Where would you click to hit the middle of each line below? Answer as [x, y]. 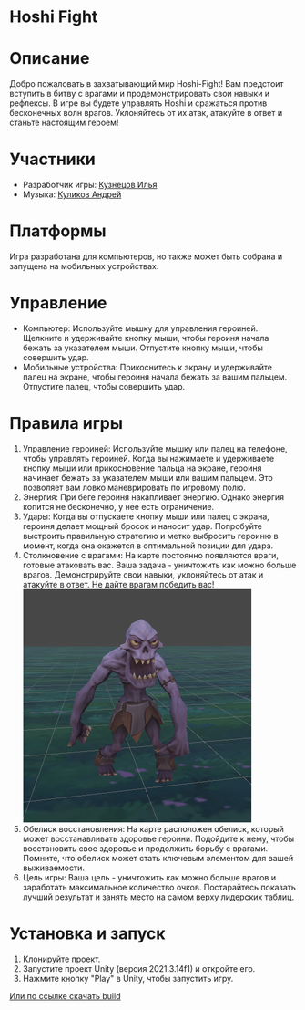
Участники [52, 159]
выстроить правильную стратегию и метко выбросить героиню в [151, 536]
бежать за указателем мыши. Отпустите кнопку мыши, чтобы [143, 348]
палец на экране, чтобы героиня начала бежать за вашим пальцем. [155, 377]
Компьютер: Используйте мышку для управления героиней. [140, 328]
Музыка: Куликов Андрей [72, 194]
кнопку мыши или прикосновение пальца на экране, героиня [142, 468]
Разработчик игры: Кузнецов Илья [90, 185]
